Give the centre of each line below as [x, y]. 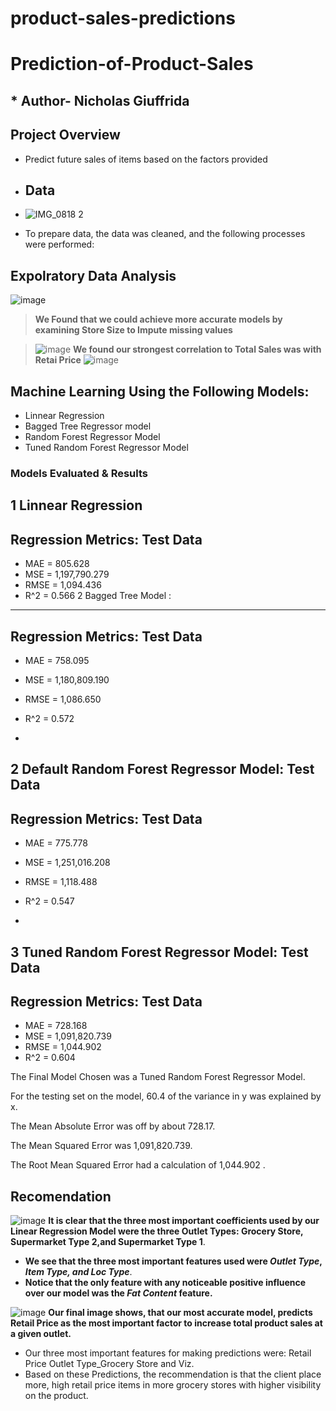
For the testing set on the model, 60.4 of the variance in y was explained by [166, 1096]
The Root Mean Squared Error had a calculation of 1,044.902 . [138, 1165]
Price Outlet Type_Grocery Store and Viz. [109, 1364]
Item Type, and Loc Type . [78, 1272]
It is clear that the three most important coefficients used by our [184, 1221]
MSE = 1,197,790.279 [67, 574]
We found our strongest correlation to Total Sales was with [197, 349]
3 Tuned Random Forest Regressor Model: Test [159, 952]
